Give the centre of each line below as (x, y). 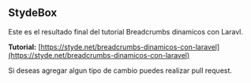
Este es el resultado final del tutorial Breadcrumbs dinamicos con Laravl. (126, 31)
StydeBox (33, 13)
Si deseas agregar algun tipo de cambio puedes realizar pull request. (120, 70)
